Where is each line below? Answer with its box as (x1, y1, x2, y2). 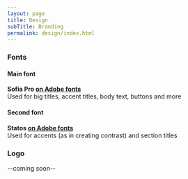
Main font (7, 69, 36, 78)
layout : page (7, 10, 45, 17)
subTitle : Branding (7, 23, 64, 30)
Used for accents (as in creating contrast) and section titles (7, 131, 178, 139)
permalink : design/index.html (7, 29, 95, 37)
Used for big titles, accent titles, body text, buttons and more (7, 92, 182, 101)
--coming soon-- (7, 164, 56, 172)
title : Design (7, 17, 49, 24)
